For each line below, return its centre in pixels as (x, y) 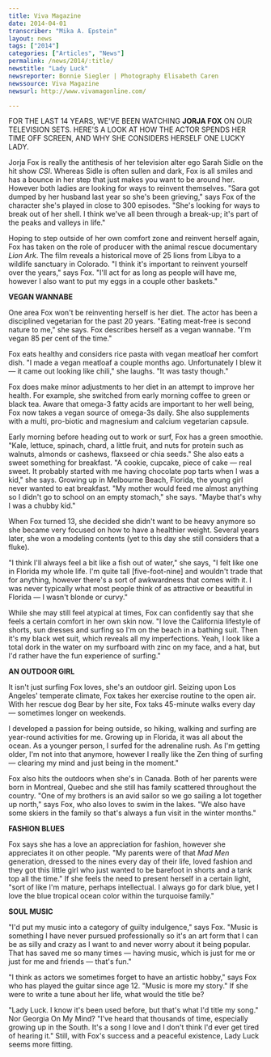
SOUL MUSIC (31, 911)
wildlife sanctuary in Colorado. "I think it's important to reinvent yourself (128, 264)
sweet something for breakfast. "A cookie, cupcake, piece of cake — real (130, 463)
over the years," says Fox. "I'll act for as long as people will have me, (123, 273)
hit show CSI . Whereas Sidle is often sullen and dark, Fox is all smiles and (131, 171)
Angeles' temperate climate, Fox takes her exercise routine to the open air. (132, 696)
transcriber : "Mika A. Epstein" (63, 31)
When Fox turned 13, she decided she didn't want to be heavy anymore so (132, 522)
